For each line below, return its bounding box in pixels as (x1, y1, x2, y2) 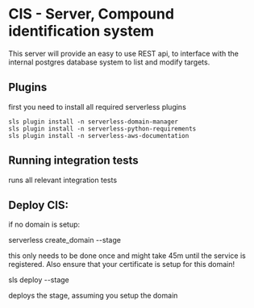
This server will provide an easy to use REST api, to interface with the (8, 48, 239, 58)
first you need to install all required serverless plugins (8, 102, 187, 111)
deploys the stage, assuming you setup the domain (8, 291, 178, 301)
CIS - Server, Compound (8, 5, 175, 23)
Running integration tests (8, 154, 139, 168)
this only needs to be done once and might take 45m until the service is (8, 251, 246, 260)
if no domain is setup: (8, 219, 81, 230)
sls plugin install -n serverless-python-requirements (8, 124, 197, 133)
